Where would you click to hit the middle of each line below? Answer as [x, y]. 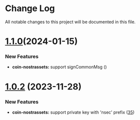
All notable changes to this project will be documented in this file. [70, 22]
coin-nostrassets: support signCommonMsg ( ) [59, 67]
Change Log [30, 8]
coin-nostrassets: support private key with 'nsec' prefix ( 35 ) [73, 112]
